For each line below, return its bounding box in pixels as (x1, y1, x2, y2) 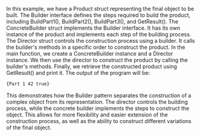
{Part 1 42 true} (6, 81, 50, 87)
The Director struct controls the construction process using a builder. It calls (6, 37, 196, 44)
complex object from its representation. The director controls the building (6, 98, 188, 105)
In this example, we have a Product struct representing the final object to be (6, 5, 194, 12)
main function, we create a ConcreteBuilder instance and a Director (6, 50, 173, 57)
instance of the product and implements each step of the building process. (6, 31, 191, 38)
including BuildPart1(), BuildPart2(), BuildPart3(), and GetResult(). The (6, 18, 179, 25)
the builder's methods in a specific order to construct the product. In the (6, 43, 185, 51)
